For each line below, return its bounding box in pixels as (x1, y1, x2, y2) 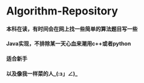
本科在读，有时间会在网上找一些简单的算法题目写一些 (6, 25, 138, 32)
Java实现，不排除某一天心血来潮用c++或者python (6, 40, 131, 48)
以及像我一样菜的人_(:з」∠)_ (6, 70, 78, 77)
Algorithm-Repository (6, 4, 118, 18)
